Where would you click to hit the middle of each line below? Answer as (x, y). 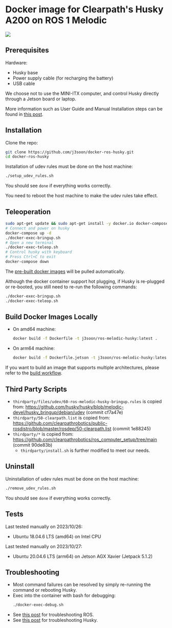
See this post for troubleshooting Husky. (55, 620)
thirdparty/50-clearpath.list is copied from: (61, 418)
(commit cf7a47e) (105, 412)
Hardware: (16, 62)
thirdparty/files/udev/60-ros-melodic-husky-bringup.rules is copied (87, 401)
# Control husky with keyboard (39, 252)
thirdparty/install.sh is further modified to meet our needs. (85, 450)
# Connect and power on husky (38, 228)
